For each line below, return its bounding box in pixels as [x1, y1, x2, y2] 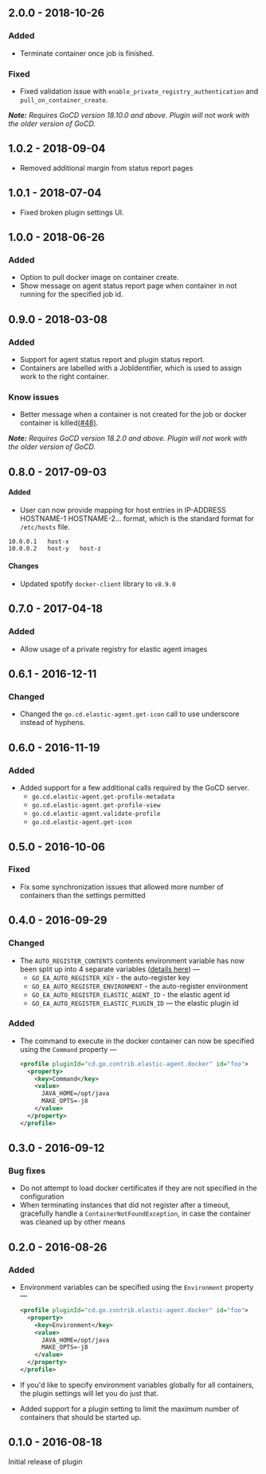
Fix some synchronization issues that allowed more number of [19, 881, 225, 892]
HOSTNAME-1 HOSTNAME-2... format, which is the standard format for [19, 514, 255, 523]
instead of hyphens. [19, 718, 86, 727]
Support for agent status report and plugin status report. [19, 354, 205, 364]
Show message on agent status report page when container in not [19, 281, 237, 290]
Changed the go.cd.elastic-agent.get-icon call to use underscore [19, 709, 240, 719]
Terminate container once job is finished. [19, 48, 155, 58]
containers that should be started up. [19, 1412, 142, 1422]
